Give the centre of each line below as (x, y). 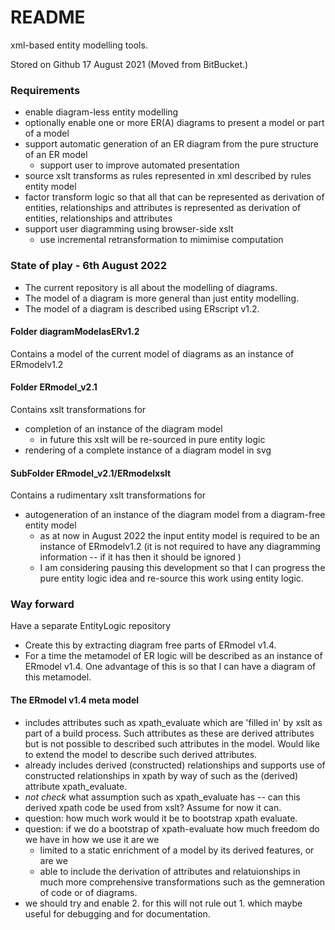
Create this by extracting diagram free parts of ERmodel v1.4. (150, 645)
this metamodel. (58, 677)
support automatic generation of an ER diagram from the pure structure (171, 144)
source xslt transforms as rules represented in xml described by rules (168, 176)
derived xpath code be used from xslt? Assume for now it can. (153, 807)
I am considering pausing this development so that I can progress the (182, 568)
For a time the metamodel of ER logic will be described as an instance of (173, 656)
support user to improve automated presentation (139, 165)
